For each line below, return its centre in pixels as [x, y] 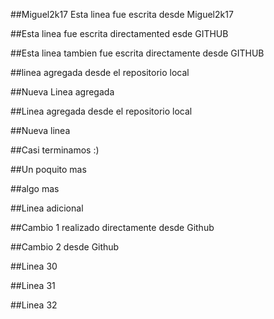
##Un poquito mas [48, 169]
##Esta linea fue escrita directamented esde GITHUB [119, 33]
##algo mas [35, 188]
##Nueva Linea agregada [62, 92]
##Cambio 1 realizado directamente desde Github [112, 227]
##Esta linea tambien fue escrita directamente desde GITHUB [137, 53]
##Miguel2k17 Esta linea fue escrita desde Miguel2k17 [122, 14]
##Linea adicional [47, 208]
